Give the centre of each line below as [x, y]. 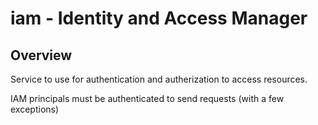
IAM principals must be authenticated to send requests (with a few [147, 98]
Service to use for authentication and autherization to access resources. [159, 79]
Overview [41, 55]
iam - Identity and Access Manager [159, 18]
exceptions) [35, 109]
